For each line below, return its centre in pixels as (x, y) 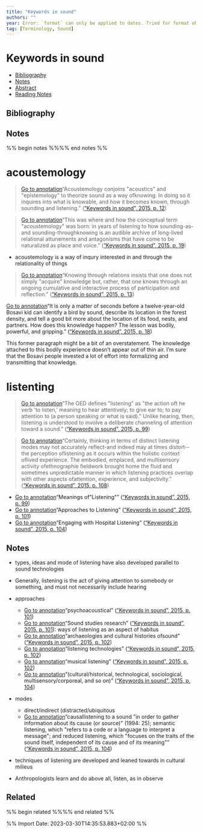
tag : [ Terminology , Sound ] (40, 29)
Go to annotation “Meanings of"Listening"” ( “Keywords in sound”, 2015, (103, 497)
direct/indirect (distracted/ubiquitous (69, 710)
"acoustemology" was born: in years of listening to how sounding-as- (107, 226)
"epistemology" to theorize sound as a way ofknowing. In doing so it (106, 196)
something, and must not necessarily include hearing (81, 587)
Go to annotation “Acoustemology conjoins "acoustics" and (93, 189)
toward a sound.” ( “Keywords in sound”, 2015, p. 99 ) (85, 429)
